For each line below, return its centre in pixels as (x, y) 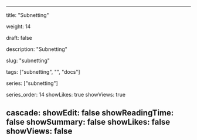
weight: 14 (18, 26)
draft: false (19, 38)
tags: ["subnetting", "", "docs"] (43, 72)
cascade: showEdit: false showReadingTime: (90, 113)
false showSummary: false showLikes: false (88, 122)
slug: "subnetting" (28, 60)
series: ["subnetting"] (32, 83)
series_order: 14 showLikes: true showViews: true (66, 95)
